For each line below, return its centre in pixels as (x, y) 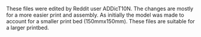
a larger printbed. (28, 27)
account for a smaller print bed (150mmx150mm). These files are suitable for (100, 21)
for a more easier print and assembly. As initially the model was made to (95, 15)
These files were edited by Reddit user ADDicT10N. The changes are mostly (100, 9)
